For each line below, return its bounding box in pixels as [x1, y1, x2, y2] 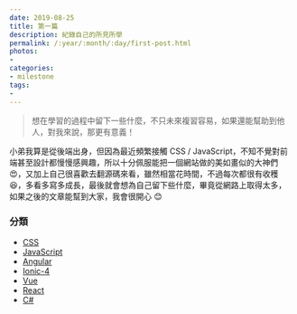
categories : [9, 64, 54, 73]
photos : [9, 47, 39, 56]
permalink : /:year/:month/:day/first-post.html [9, 38, 192, 48]
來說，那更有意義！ [62, 126, 135, 137]
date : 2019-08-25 [9, 13, 75, 23]
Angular [22, 255, 52, 267]
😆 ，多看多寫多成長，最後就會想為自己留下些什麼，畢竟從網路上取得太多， [9, 179, 287, 190]
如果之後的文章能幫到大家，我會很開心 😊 [9, 191, 162, 202]
